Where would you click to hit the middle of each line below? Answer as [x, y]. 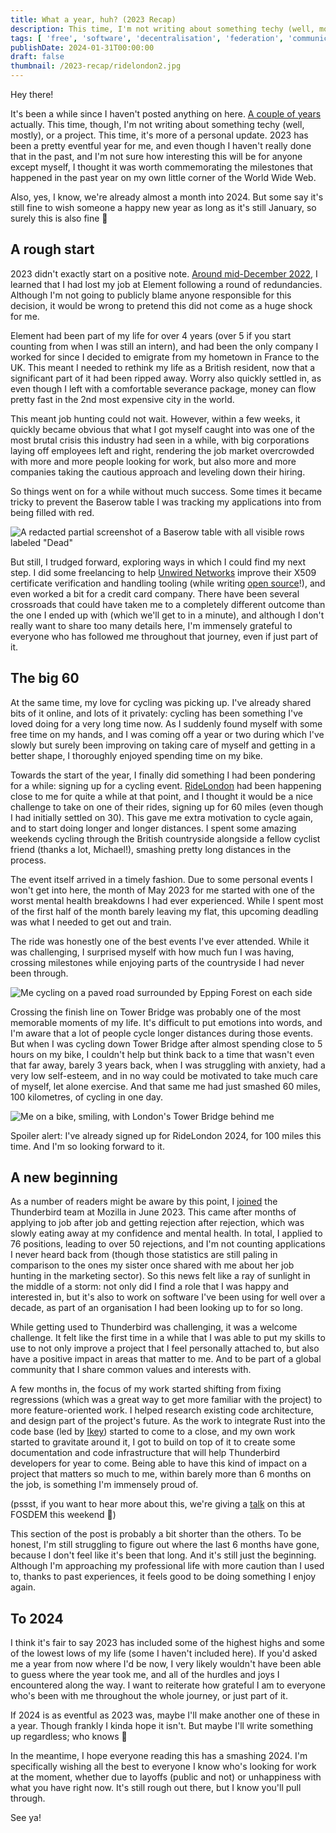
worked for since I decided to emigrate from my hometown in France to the [165, 357]
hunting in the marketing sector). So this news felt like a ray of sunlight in [160, 1276]
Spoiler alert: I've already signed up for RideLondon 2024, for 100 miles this [166, 1135]
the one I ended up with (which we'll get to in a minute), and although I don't [167, 615]
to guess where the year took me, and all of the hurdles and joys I [145, 1675]
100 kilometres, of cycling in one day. [87, 1097]
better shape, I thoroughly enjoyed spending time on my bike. [136, 755]
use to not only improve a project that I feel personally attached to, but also [165, 1348]
